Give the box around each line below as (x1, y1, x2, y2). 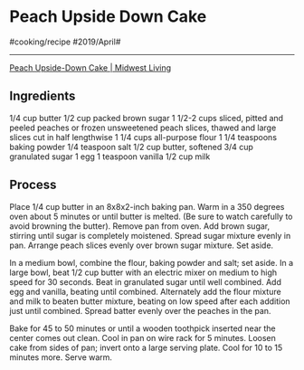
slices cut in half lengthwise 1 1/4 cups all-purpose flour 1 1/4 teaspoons (9, 131, 278, 142)
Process (9, 177, 57, 193)
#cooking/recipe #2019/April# (9, 36, 121, 47)
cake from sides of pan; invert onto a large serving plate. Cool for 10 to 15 (9, 342, 283, 353)
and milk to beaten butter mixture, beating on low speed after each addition (9, 296, 291, 307)
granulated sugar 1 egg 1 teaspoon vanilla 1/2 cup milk (9, 151, 211, 162)
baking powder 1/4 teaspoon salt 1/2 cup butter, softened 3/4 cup (9, 141, 253, 152)
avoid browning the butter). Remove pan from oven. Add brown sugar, (9, 220, 271, 232)
